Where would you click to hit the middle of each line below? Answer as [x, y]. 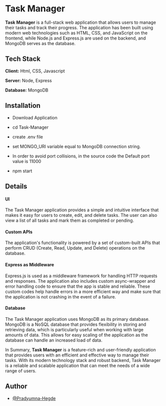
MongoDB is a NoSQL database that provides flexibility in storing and [76, 324]
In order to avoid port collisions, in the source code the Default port [81, 156]
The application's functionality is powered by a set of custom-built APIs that [83, 243]
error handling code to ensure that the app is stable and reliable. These [78, 286]
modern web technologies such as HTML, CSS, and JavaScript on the [76, 33]
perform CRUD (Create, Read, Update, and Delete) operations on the [75, 248]
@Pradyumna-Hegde [34, 398]
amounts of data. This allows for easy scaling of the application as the [77, 335]
